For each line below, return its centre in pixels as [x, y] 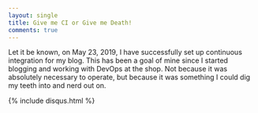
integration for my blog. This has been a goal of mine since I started [118, 60]
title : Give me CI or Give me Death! [70, 23]
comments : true [33, 30]
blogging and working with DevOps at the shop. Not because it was [118, 69]
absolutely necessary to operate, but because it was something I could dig [129, 77]
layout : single [33, 15]
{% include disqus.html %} [52, 101]
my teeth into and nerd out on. [57, 86]
